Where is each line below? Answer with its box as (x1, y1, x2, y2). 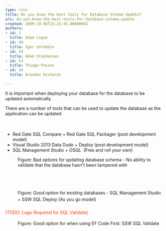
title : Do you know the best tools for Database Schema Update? (5, 12, 142, 17)
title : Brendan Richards (9, 72, 61, 77)
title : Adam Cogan (9, 35, 48, 40)
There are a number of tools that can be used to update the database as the (5, 105, 161, 111)
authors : (5, 26, 23, 31)
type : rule (5, 7, 28, 12)
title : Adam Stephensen (9, 53, 59, 59)
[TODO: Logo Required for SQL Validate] (5, 209, 88, 215)
